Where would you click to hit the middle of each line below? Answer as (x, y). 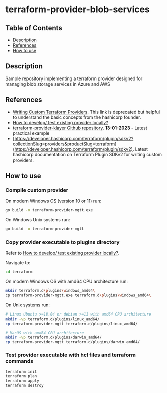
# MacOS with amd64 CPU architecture (45, 333)
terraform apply (22, 381)
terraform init (21, 372)
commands (19, 361)
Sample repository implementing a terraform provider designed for (74, 78)
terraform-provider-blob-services (78, 9)
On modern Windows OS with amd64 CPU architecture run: (67, 282)
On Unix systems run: (28, 305)
